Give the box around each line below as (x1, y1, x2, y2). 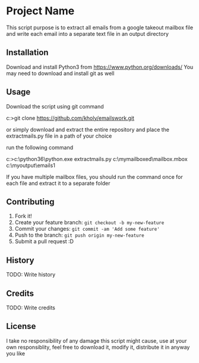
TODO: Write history (6, 271, 56, 278)
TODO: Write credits (6, 304, 55, 311)
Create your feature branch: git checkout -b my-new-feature (14, 219, 165, 226)
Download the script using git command (6, 103, 104, 110)
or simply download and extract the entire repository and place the (6, 126, 170, 133)
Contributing (6, 197, 55, 207)
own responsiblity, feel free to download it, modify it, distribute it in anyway (6, 343, 190, 350)
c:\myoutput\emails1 (6, 162, 55, 169)
